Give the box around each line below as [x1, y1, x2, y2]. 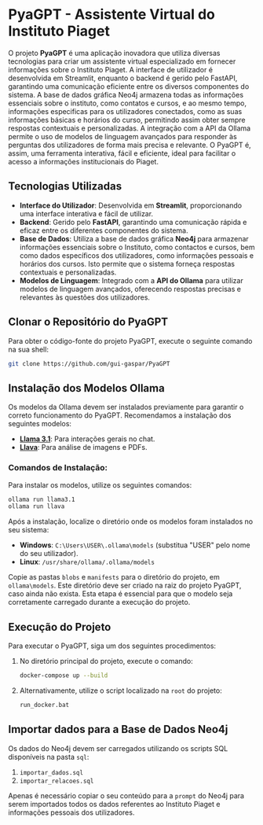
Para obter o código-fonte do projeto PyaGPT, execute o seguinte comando [8, 336, 253, 345]
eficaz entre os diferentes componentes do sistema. [19, 226, 188, 235]
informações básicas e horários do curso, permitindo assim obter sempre [8, 115, 246, 124]
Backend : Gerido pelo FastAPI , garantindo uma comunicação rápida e [19, 217, 247, 227]
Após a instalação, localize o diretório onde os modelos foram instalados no [8, 517, 254, 526]
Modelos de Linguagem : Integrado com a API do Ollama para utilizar [19, 275, 243, 285]
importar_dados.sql [19, 768, 84, 776]
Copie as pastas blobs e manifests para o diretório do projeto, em [8, 573, 220, 582]
